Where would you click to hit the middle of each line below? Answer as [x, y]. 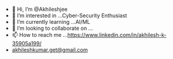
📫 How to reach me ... [40, 35]
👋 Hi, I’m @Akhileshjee [40, 9]
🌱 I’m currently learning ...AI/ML [51, 22]
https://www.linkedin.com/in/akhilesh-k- [117, 35]
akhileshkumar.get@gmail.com [50, 50]
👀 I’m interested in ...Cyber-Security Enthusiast [69, 15]
